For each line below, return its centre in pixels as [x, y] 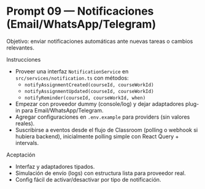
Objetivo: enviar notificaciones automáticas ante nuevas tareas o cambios [100, 41]
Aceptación [21, 155]
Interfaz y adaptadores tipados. [55, 166]
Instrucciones [24, 59]
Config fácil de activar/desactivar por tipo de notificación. [88, 179]
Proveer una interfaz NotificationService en [72, 71]
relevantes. [21, 48]
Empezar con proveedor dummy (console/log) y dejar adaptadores [99, 104]
